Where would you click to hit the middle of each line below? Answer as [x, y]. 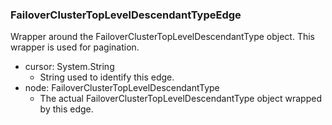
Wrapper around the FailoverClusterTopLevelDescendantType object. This [162, 37]
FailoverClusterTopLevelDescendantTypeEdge [126, 15]
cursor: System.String [69, 67]
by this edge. [66, 109]
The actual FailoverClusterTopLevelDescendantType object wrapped [180, 99]
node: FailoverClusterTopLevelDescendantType [122, 88]
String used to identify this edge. [107, 77]
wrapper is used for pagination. [75, 47]
